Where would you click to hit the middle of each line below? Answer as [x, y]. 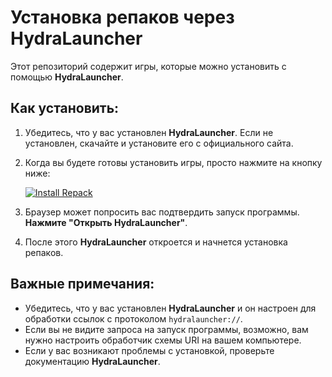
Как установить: [65, 108]
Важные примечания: [82, 284]
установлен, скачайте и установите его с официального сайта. [159, 143]
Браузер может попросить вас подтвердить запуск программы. [162, 212]
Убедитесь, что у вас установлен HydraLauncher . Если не [149, 132]
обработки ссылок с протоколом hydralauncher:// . [133, 318]
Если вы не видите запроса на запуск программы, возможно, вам [166, 329]
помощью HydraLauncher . [67, 77]
